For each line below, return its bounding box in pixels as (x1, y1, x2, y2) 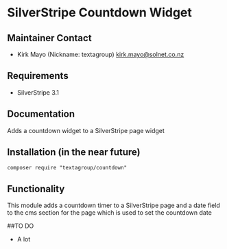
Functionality (7, 183, 65, 195)
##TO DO (7, 222, 34, 230)
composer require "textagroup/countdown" (7, 165, 128, 171)
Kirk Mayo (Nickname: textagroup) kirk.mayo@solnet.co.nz (16, 50, 184, 58)
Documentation (7, 108, 75, 120)
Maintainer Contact (7, 32, 92, 44)
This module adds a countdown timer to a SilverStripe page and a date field (7, 201, 221, 210)
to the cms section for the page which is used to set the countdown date (7, 209, 213, 217)
